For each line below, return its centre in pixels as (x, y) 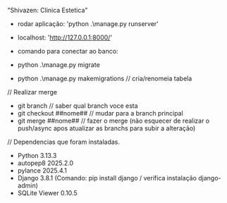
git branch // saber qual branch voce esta (78, 106)
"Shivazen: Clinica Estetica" (48, 10)
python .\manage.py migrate (59, 65)
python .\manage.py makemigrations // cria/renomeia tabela (105, 78)
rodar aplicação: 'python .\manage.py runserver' (88, 24)
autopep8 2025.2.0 (45, 163)
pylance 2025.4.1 (42, 171)
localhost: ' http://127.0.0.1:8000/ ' (65, 37)
